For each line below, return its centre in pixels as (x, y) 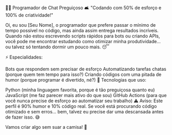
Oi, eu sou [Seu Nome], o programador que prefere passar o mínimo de (81, 25)
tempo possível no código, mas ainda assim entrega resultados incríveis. (82, 31)
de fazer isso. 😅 (23, 117)
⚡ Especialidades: (24, 57)
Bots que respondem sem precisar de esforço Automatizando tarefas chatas (86, 69)
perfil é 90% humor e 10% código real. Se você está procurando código (81, 106)
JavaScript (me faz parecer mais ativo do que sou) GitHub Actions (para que (86, 95)
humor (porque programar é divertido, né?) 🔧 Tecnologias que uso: (76, 80)
